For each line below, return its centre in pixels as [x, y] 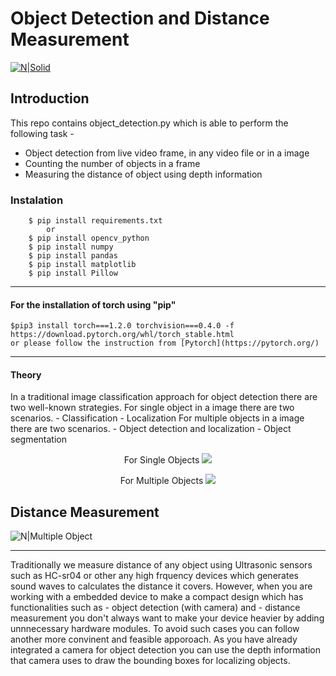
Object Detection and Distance [140, 18]
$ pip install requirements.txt [95, 221]
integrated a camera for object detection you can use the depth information [166, 650]
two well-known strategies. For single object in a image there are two [152, 408]
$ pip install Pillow [73, 273]
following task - [42, 133]
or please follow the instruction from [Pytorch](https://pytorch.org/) [165, 343]
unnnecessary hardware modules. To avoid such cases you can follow [155, 629]
